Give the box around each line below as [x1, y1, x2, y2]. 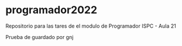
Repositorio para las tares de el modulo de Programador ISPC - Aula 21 [5, 22, 176, 29]
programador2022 [5, 3, 98, 17]
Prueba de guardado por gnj [5, 33, 74, 40]
